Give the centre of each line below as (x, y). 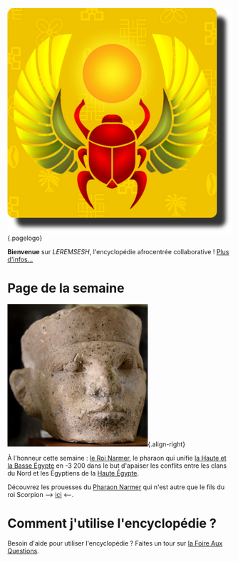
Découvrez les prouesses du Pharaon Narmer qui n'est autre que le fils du (116, 487)
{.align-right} (167, 444)
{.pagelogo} (25, 238)
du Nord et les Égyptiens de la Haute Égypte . (73, 473)
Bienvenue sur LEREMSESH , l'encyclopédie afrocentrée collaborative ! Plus (118, 252)
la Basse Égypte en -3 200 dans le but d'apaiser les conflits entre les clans (117, 466)
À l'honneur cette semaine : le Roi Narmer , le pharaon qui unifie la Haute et (117, 458)
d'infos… (20, 259)
